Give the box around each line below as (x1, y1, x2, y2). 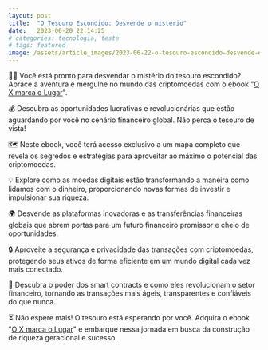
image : (8, 49, 30, 57)
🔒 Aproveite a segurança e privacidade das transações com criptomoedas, (8, 245, 254, 254)
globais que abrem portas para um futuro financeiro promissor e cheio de (8, 221, 250, 229)
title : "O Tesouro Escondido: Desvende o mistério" (8, 19, 187, 27)
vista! (8, 124, 26, 133)
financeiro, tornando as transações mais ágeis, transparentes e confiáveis (8, 288, 251, 298)
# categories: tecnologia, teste (8, 34, 120, 42)
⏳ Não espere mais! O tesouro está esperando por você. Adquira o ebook (8, 313, 250, 322)
